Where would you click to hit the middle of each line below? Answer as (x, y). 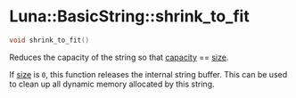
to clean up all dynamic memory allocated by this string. (112, 84)
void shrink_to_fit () (49, 40)
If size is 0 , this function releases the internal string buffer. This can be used (148, 74)
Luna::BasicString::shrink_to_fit (129, 16)
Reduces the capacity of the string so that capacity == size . (119, 57)
